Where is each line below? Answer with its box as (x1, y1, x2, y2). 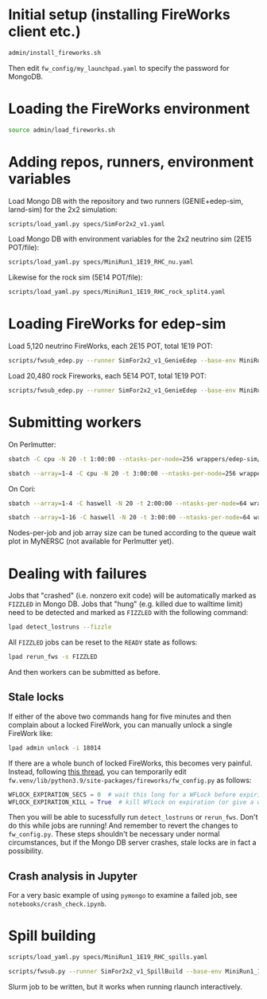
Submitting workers (8, 413, 141, 432)
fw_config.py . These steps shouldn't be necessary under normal (8, 829, 220, 839)
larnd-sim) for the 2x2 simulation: (8, 205, 118, 214)
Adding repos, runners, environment (8, 153, 254, 170)
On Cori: (8, 484, 36, 493)
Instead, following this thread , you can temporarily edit (8, 766, 187, 776)
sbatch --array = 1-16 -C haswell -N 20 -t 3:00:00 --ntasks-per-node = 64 (8, 514, 250, 522)
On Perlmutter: (8, 440, 56, 449)
